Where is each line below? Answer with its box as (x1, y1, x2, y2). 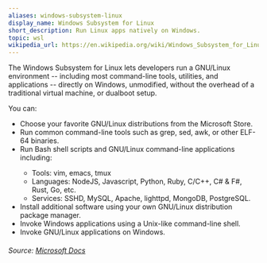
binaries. (30, 136, 60, 145)
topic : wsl (8, 33, 44, 42)
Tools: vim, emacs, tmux (31, 168, 111, 178)
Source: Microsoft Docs (8, 246, 86, 255)
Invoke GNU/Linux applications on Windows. (19, 227, 165, 237)
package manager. (19, 211, 82, 220)
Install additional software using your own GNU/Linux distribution (19, 202, 233, 211)
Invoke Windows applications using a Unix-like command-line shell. (19, 219, 241, 229)
